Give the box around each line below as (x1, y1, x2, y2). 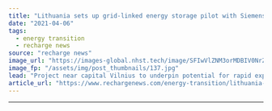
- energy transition (15, 34, 85, 43)
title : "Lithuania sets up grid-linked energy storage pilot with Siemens (8, 11, 266, 20)
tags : (8, 27, 27, 35)
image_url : (8, 57, 45, 65)
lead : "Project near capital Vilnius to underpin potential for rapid (8, 72, 252, 80)
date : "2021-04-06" (8, 19, 74, 27)
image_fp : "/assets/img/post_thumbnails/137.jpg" (8, 64, 180, 72)
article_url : (8, 79, 53, 87)
